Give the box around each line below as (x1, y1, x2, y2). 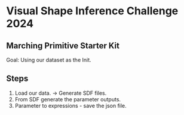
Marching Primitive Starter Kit (6, 41, 119, 51)
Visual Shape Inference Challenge (6, 4, 179, 18)
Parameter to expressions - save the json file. (14, 102, 127, 109)
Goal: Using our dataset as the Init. (6, 57, 91, 63)
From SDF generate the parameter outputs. (14, 95, 121, 102)
